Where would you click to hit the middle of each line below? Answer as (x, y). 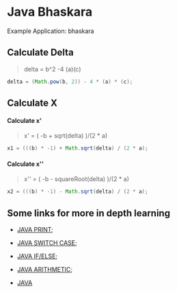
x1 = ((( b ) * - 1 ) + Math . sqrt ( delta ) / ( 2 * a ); (78, 148)
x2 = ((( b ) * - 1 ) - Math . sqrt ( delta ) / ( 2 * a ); (78, 192)
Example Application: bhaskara (51, 31)
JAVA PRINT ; (35, 229)
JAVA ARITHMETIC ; (45, 269)
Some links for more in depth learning (89, 213)
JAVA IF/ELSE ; (37, 256)
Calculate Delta (40, 52)
